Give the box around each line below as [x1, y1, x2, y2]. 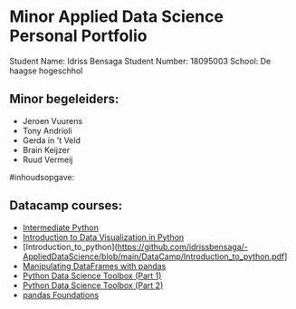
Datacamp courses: [9, 198, 123, 214]
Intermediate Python [22, 222, 100, 233]
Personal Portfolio [9, 25, 148, 46]
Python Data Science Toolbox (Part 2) [22, 279, 164, 291]
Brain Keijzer [22, 144, 71, 155]
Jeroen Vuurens [22, 115, 83, 126]
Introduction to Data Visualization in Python [22, 231, 185, 242]
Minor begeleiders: [9, 92, 119, 107]
